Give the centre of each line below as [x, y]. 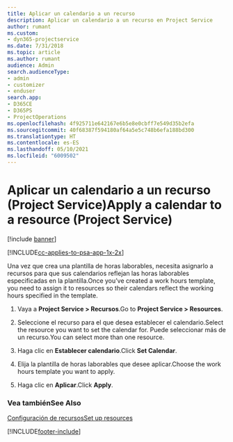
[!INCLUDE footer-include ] [44, 432]
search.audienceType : [39, 72]
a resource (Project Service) [90, 220]
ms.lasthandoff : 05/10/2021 [48, 149]
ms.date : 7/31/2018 [35, 46]
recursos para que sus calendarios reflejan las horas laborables [98, 273]
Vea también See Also [44, 402]
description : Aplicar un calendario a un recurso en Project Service [110, 20]
